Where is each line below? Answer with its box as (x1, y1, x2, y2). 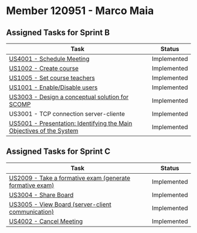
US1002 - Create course (9, 65, 79, 72)
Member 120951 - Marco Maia (6, 4, 154, 18)
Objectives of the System (9, 127, 79, 134)
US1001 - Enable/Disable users (9, 83, 98, 92)
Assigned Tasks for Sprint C (6, 147, 110, 157)
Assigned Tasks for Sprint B (6, 28, 110, 38)
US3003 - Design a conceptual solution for (9, 93, 129, 101)
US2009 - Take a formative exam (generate (9, 174, 131, 182)
